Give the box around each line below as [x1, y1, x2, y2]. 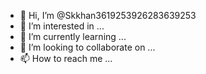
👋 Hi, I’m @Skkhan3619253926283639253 [19, 10, 197, 21]
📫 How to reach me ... [19, 53, 113, 64]
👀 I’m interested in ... [19, 20, 105, 32]
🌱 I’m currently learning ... [19, 31, 127, 42]
